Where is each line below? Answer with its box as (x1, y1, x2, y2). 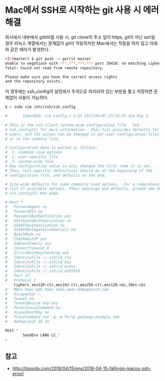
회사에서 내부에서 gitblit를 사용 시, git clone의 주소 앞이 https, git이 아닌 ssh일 (5, 34, 156, 40)
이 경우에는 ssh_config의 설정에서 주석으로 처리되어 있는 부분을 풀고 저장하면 (5, 88, 153, 94)
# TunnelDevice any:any (5, 301, 58, 306)
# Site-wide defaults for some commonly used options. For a (5, 182, 135, 187)
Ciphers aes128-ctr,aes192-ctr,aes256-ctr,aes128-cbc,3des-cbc (14, 282, 146, 287)
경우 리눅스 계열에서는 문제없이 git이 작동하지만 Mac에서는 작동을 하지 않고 (5, 40, 149, 46)
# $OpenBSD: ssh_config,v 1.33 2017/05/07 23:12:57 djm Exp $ (5, 114, 148, 118)
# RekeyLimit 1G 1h (5, 319, 50, 324)
